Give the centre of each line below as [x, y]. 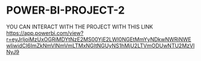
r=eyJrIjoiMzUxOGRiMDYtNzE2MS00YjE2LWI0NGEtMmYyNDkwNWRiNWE [99, 39]
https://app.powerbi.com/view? [45, 33]
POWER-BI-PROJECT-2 [65, 10]
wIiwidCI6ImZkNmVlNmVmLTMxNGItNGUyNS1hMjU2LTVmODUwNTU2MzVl [100, 46]
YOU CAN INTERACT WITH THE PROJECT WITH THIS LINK [80, 27]
